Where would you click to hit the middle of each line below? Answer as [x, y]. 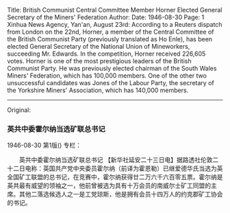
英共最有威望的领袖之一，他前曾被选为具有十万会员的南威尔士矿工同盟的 [109, 186]
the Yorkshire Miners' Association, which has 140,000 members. [98, 90]
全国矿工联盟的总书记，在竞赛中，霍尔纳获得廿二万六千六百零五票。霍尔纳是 [115, 177]
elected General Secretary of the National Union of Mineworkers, [99, 46]
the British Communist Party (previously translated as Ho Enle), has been [110, 39]
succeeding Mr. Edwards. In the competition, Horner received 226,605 [106, 54]
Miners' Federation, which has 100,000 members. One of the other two [107, 76]
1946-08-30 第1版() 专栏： [44, 145]
